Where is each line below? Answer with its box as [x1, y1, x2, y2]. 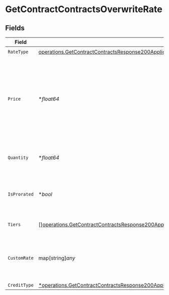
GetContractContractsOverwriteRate [5, 4, 162, 15]
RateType [8, 49, 29, 55]
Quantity [8, 155, 29, 160]
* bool [38, 191, 53, 198]
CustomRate [8, 255, 34, 261]
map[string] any [38, 255, 75, 261]
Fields [5, 24, 25, 32]
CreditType [8, 282, 34, 288]
